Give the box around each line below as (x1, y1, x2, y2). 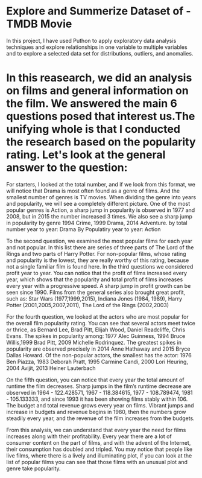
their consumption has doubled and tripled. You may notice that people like (6, 445, 193, 453)
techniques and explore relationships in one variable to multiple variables (6, 43, 188, 51)
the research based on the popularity (6, 135, 196, 149)
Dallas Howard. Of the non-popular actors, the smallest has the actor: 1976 (6, 351, 192, 358)
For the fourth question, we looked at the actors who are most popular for (6, 313, 189, 320)
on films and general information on (6, 84, 189, 98)
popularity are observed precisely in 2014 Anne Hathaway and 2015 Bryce (6, 345, 191, 352)
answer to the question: (6, 161, 128, 174)
